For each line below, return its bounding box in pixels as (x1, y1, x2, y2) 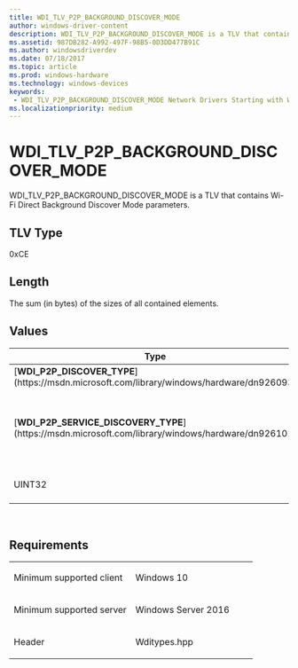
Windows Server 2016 (135, 604, 231, 617)
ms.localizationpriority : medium (9, 104, 133, 113)
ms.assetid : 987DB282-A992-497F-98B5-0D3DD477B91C (9, 37, 200, 47)
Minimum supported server (13, 604, 127, 617)
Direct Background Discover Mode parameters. (17, 200, 191, 210)
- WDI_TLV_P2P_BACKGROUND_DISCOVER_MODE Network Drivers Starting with (12, 95, 284, 105)
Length (9, 274, 50, 289)
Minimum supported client (13, 571, 123, 584)
